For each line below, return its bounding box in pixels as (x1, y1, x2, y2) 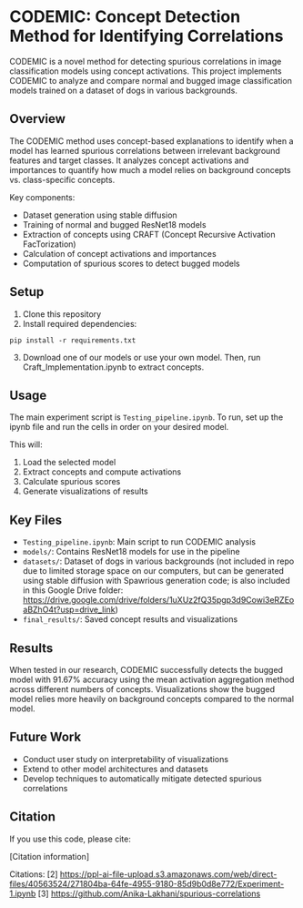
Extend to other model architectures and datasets (22, 763, 209, 774)
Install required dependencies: (22, 318, 137, 329)
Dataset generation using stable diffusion (22, 209, 177, 220)
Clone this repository (22, 308, 102, 320)
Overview (9, 111, 66, 127)
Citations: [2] (9, 868, 58, 880)
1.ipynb (9, 888, 36, 899)
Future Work (9, 729, 82, 745)
